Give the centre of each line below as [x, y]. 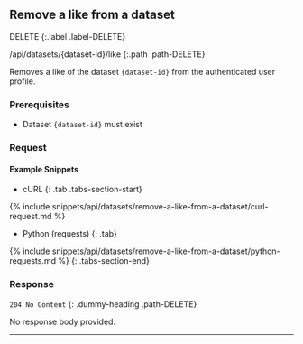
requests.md [33, 261]
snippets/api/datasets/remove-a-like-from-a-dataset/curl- [160, 207]
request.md [31, 217]
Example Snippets [44, 169]
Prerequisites [39, 105]
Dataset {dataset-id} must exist [82, 125]
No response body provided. [62, 321]
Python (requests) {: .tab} [69, 234]
